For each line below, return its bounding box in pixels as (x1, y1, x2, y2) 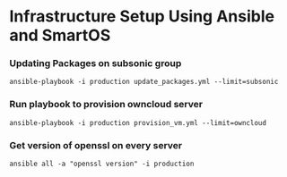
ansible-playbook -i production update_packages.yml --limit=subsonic (9, 78, 279, 87)
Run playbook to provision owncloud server (9, 98, 204, 111)
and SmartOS (9, 25, 111, 46)
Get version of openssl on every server (9, 139, 183, 151)
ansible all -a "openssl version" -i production (9, 159, 195, 169)
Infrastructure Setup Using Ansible (9, 6, 275, 27)
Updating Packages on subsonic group (9, 57, 182, 70)
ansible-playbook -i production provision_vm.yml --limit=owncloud (9, 118, 267, 127)
